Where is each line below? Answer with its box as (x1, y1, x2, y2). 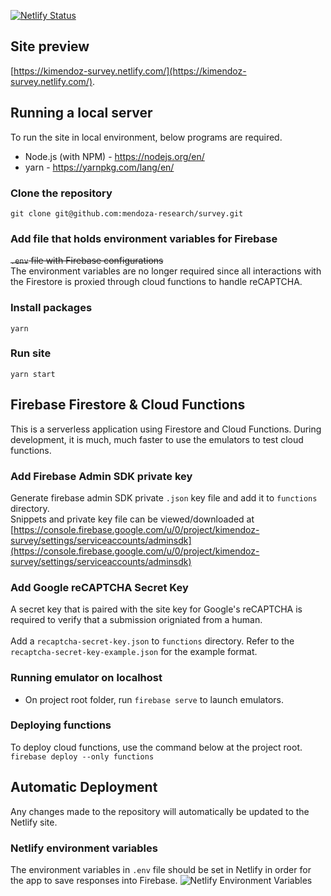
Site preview (10, 38, 90, 55)
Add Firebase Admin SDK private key (10, 469, 193, 483)
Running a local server (10, 105, 153, 122)
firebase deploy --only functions (10, 751, 155, 762)
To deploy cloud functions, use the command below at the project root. (10, 741, 303, 753)
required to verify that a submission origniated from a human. (10, 614, 263, 626)
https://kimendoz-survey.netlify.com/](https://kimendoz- (13, 65, 247, 77)
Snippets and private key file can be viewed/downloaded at (10, 513, 255, 525)
